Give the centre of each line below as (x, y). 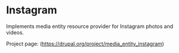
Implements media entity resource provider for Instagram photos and (90, 26)
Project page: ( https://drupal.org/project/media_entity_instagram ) (85, 44)
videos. (15, 32)
